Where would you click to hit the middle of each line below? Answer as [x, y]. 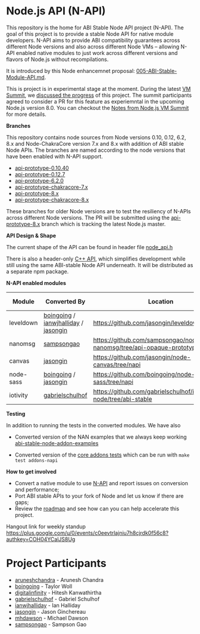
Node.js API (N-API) [56, 11]
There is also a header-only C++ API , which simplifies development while [96, 259]
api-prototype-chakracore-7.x [51, 187]
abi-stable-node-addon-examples [57, 443]
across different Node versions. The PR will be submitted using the [88, 218]
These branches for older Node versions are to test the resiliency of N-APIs [99, 211]
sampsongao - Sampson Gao [51, 624]
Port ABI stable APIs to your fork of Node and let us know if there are [99, 496]
